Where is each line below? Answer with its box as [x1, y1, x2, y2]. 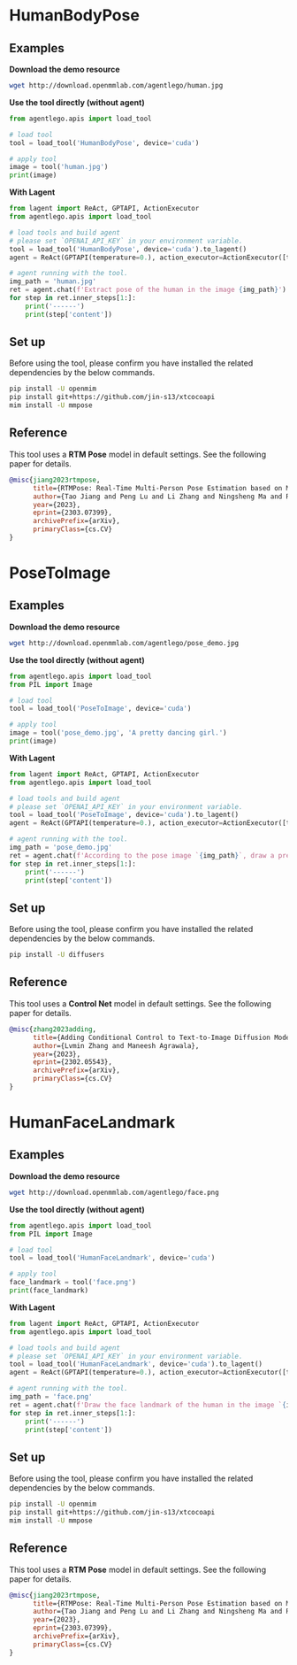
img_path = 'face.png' [9, 1392, 93, 1401]
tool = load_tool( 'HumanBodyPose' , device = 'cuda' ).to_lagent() [9, 244, 247, 253]
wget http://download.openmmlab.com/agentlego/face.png [9, 1188, 219, 1197]
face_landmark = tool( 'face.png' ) [9, 1278, 137, 1287]
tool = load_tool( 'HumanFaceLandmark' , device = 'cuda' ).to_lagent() [9, 1360, 263, 1368]
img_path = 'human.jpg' [9, 277, 97, 286]
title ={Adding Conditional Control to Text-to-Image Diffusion [32, 1033, 271, 1042]
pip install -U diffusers [9, 951, 104, 960]
